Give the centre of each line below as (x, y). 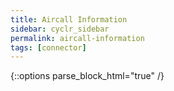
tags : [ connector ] (48, 47)
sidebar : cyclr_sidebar (60, 29)
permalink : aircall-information (77, 38)
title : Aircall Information (69, 19)
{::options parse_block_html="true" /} (87, 76)
